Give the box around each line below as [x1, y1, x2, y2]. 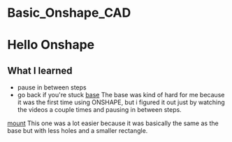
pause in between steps [17, 83, 87, 92]
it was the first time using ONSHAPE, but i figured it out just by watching [17, 98, 225, 106]
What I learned [7, 64, 73, 76]
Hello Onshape [7, 37, 95, 53]
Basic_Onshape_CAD [7, 5, 131, 21]
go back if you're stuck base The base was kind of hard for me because [17, 91, 225, 99]
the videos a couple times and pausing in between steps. [17, 106, 182, 114]
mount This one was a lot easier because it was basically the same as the [7, 119, 219, 127]
